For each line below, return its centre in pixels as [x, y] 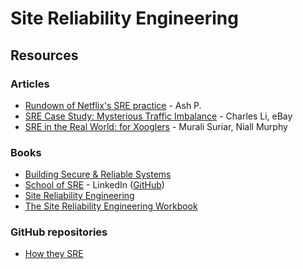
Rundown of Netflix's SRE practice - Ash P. [113, 105]
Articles [30, 84]
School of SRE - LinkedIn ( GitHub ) [94, 185]
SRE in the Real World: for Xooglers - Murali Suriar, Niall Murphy [156, 126]
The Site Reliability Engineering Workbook [111, 206]
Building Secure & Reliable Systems [98, 174]
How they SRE [54, 254]
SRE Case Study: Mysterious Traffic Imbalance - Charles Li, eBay [158, 116]
